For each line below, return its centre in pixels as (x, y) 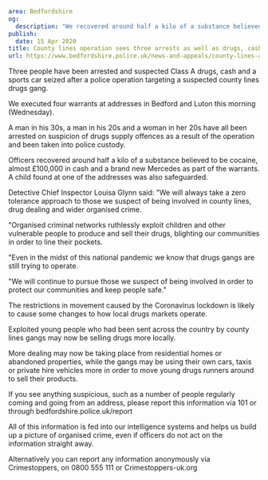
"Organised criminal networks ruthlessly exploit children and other (117, 225)
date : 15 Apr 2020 (46, 41)
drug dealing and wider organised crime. (75, 210)
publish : (23, 34)
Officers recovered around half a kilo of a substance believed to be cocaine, (133, 161)
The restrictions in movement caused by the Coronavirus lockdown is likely (132, 305)
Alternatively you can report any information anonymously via (109, 459)
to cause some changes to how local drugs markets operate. (108, 314)
